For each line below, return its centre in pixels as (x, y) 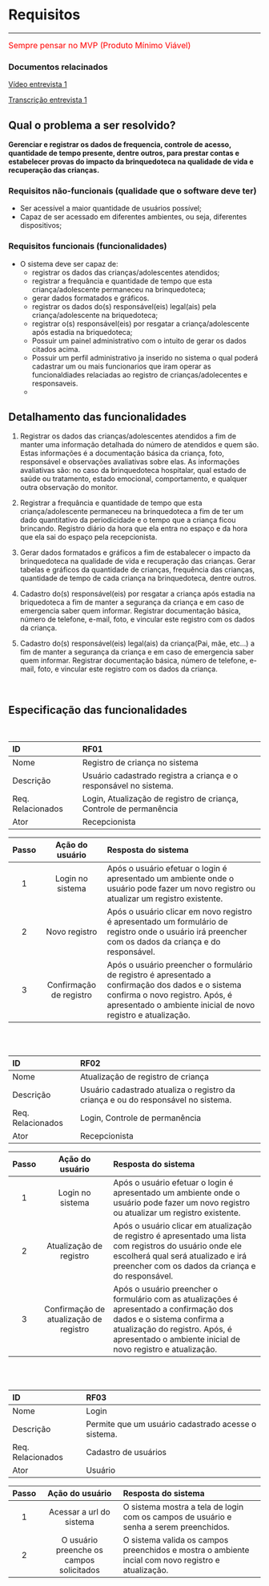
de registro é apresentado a (159, 975)
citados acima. (56, 349)
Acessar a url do (80, 1512)
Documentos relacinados (58, 67)
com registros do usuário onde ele (178, 1246)
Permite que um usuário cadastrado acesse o (171, 1425)
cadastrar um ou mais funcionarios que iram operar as (121, 366)
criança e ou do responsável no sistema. (156, 1100)
